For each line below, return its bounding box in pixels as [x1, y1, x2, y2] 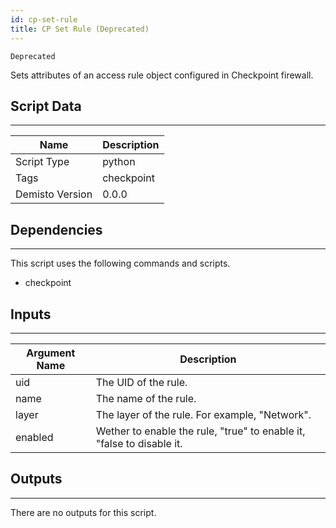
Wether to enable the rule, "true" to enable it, [95, 424, 306, 438]
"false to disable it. [95, 436, 183, 450]
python [102, 155, 136, 169]
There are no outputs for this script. [10, 506, 157, 518]
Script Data [10, 97, 82, 115]
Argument [26, 346, 76, 360]
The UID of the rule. [95, 375, 188, 389]
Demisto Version [15, 187, 93, 201]
